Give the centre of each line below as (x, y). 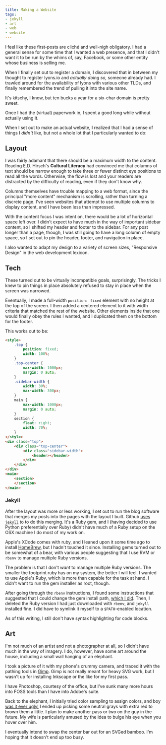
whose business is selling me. (36, 63)
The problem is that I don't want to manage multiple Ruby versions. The (78, 567)
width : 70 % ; (35, 428)
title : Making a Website (31, 10)
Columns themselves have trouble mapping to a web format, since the (77, 191)
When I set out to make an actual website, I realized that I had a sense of (79, 128)
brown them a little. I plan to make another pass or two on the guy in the (79, 711)
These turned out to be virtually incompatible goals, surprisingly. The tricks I (83, 280)
